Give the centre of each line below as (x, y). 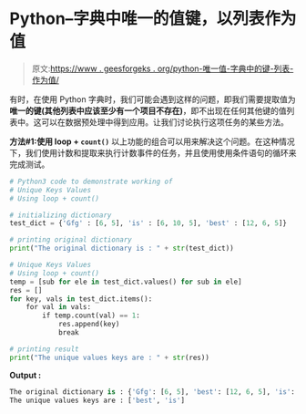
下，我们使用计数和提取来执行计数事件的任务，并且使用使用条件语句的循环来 (153, 152)
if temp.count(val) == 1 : (92, 316)
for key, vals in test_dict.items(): (81, 299)
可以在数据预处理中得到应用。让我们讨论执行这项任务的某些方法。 (164, 122)
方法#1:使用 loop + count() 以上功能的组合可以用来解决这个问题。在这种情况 (153, 141)
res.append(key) (89, 325)
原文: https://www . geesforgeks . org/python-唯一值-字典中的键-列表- (163, 68)
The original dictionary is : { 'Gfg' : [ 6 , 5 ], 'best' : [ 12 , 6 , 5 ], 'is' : (153, 392)
